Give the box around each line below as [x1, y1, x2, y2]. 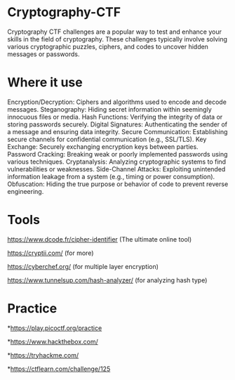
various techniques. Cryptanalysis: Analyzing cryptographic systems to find [7, 157, 227, 166]
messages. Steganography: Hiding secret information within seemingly [7, 105, 212, 113]
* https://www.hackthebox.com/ [7, 337, 98, 346]
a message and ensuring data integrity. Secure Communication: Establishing [7, 127, 228, 136]
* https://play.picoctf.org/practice [7, 324, 102, 332]
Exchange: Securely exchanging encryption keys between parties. [7, 142, 199, 151]
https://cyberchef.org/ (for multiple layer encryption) [7, 262, 159, 270]
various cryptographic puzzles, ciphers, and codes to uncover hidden [7, 42, 209, 51]
